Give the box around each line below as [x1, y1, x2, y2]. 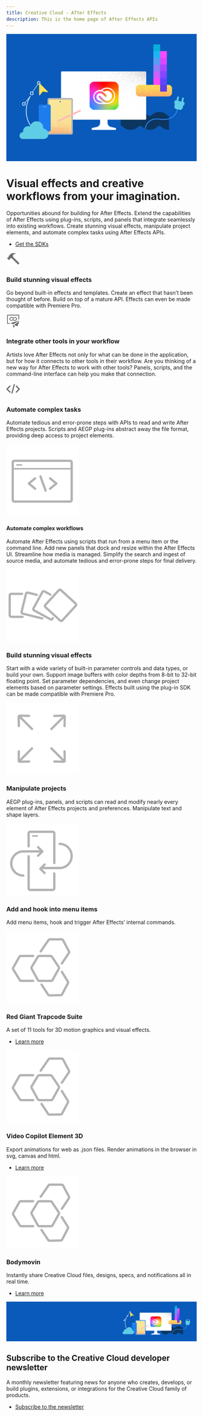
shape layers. [6, 811, 40, 818]
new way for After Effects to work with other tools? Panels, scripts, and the [6, 364, 192, 371]
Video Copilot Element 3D [6, 1132, 83, 1141]
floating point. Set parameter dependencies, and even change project [6, 678, 179, 685]
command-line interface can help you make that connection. [6, 370, 157, 377]
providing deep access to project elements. [6, 432, 115, 439]
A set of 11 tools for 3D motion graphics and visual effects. [6, 1027, 151, 1034]
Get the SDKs [14, 240, 49, 248]
